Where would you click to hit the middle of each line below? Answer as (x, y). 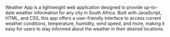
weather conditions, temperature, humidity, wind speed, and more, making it (85, 23)
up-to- (151, 7)
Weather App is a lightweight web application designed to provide (74, 7)
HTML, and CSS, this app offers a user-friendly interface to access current (83, 18)
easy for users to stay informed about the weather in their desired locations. (85, 29)
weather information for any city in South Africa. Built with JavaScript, (89, 13)
